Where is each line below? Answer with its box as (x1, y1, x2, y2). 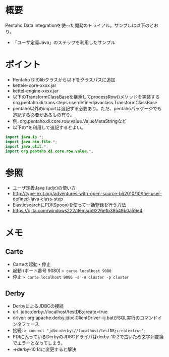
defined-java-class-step (12, 196, 63, 202)
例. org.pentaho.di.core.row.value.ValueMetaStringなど (12, 118, 127, 124)
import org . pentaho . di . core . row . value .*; (5, 149, 94, 154)
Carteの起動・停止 (12, 261, 51, 267)
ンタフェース (12, 321, 39, 327)
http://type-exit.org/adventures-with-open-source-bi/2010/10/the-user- (12, 191, 162, 197)
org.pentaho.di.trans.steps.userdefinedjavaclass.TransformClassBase (12, 99, 157, 105)
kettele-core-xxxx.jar (12, 82, 57, 88)
